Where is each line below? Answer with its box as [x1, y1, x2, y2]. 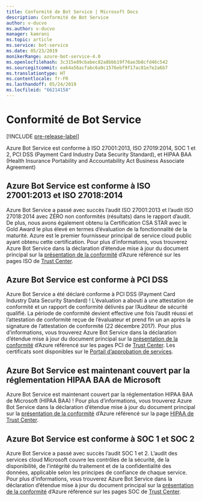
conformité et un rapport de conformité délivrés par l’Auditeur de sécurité [6, 303, 188, 311]
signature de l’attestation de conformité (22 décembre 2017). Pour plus [6, 323, 182, 330]
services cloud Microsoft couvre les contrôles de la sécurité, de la [6, 456, 170, 463]
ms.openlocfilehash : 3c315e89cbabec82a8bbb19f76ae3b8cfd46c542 [6, 59, 168, 65]
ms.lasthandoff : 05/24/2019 [6, 82, 77, 88]
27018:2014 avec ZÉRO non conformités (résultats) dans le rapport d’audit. [6, 213, 191, 220]
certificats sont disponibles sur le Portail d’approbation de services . [6, 348, 173, 355]
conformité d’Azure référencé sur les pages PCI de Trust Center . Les [6, 342, 176, 349]
